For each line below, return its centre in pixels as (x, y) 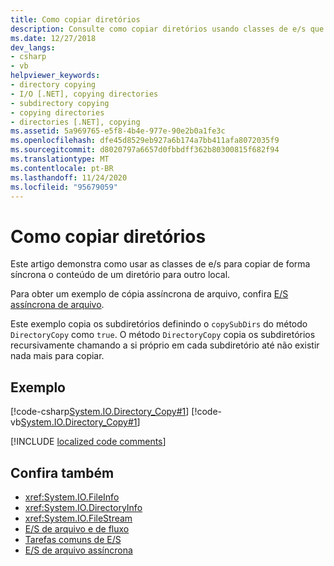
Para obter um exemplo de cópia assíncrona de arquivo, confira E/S (149, 294)
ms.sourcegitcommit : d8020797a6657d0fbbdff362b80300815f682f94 (145, 150)
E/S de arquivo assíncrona (78, 550)
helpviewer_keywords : (55, 76)
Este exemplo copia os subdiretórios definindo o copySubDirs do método (159, 324)
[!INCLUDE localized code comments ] (88, 442)
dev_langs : (33, 47)
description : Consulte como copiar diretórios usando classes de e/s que (167, 29)
